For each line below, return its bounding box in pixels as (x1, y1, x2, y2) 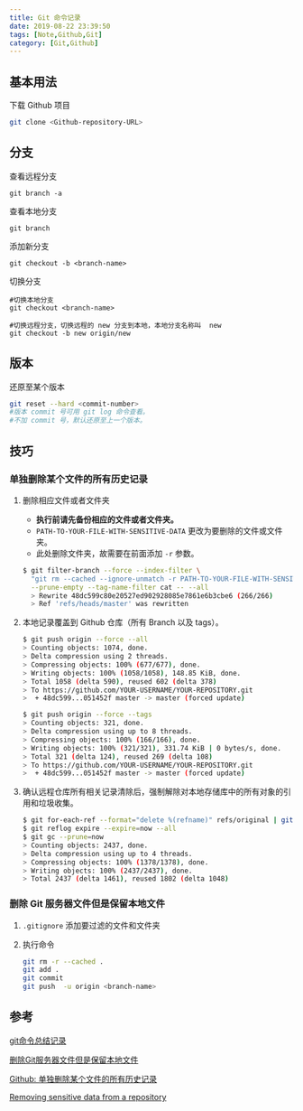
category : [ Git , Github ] (9, 38, 99, 48)
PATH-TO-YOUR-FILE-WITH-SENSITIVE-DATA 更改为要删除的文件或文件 (35, 525, 283, 536)
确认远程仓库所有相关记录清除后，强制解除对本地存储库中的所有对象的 (22, 787, 284, 798)
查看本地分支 (9, 205, 57, 217)
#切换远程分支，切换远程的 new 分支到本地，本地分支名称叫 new (9, 321, 223, 330)
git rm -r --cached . (22, 957, 105, 966)
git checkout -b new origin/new (9, 329, 131, 338)
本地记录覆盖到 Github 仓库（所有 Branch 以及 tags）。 (22, 617, 224, 628)
